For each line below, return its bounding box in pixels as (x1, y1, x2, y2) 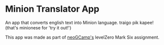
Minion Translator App (5, 3, 99, 15)
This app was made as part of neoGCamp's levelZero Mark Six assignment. (5, 34, 160, 40)
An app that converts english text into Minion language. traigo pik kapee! (5, 20, 154, 25)
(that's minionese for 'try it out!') (5, 24, 72, 30)
